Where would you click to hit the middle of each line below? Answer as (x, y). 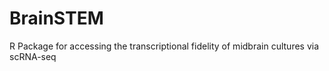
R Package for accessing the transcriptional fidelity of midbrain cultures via (164, 46)
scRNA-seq (33, 56)
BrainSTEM (56, 18)
